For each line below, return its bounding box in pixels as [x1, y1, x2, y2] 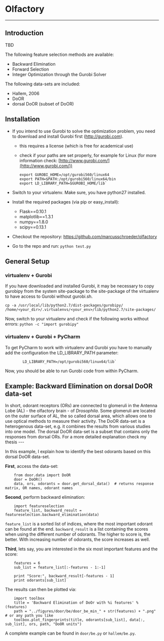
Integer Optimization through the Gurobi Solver [12, 71, 106, 77]
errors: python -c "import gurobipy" [5, 321, 79, 327]
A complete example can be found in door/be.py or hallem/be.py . [5, 630, 136, 636]
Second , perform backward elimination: [5, 494, 85, 500]
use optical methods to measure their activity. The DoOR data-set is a [5, 418, 145, 424]
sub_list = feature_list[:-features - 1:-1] [14, 565, 106, 570]
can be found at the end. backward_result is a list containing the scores [5, 526, 148, 532]
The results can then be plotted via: [5, 587, 77, 592]
